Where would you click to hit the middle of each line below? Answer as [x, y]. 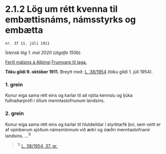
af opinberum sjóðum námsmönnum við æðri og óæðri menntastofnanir [78, 129]
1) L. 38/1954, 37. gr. [38, 146]
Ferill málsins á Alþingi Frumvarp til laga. [46, 62]
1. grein [14, 84]
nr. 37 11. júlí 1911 [27, 43]
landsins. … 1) [18, 135]
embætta [24, 30]
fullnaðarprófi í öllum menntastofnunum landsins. [55, 101]
